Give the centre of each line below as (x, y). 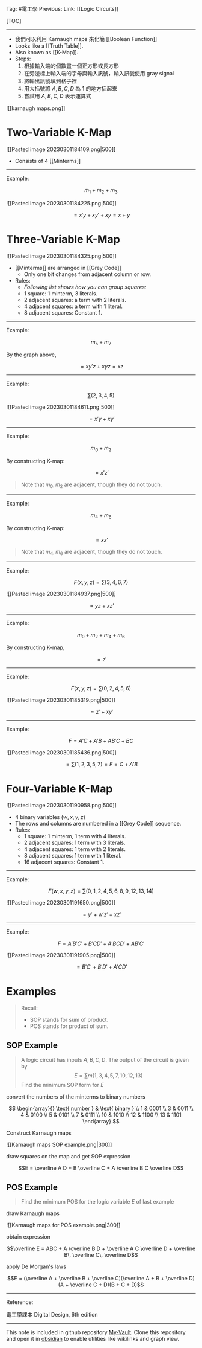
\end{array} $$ (101, 1122)
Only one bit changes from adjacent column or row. (87, 274)
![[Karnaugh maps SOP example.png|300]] (59, 1145)
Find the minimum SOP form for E (62, 1085)
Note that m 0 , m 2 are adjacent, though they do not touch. (91, 485)
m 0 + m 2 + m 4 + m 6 (101, 635)
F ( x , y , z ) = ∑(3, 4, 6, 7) (101, 582)
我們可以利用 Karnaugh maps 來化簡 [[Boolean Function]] (86, 39)
